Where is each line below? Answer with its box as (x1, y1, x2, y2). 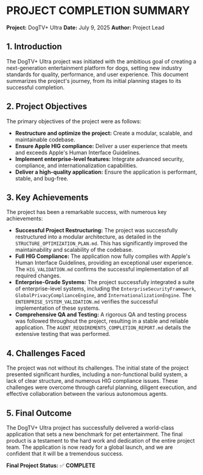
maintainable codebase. (15, 135, 75, 143)
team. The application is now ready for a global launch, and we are (6, 443, 173, 451)
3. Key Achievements (6, 192, 89, 202)
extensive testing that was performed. (15, 330, 111, 338)
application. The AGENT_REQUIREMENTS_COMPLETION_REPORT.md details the (15, 324, 191, 331)
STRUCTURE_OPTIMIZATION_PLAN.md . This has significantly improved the (15, 240, 188, 247)
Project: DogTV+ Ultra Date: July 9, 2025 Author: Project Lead (6, 24, 165, 31)
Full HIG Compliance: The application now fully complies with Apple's (15, 252, 191, 260)
